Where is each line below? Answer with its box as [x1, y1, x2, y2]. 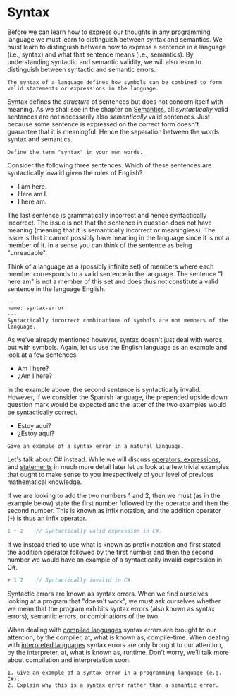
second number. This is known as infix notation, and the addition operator [7, 506, 221, 514]
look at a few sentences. [7, 350, 79, 359]
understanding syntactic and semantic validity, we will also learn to [7, 57, 202, 66]
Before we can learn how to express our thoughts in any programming [7, 28, 211, 36]
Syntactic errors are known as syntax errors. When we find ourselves [7, 589, 209, 598]
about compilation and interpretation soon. [7, 655, 131, 664]
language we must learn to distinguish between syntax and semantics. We [7, 35, 223, 43]
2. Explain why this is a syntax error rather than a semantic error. [7, 681, 219, 689]
